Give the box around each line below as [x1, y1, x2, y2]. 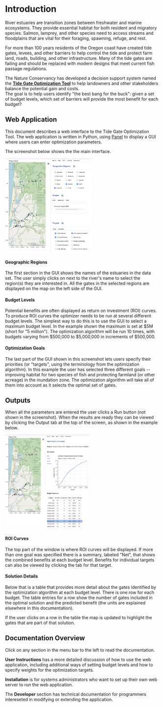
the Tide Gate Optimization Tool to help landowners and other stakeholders [5, 80, 158, 86]
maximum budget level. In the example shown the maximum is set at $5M [5, 323, 153, 329]
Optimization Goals [5, 345, 45, 351]
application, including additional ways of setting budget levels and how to [5, 661, 153, 668]
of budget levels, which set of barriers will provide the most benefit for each [5, 96, 159, 102]
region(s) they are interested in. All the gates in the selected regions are [5, 281, 150, 287]
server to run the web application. [5, 681, 73, 687]
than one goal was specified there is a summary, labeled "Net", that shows [5, 551, 155, 557]
